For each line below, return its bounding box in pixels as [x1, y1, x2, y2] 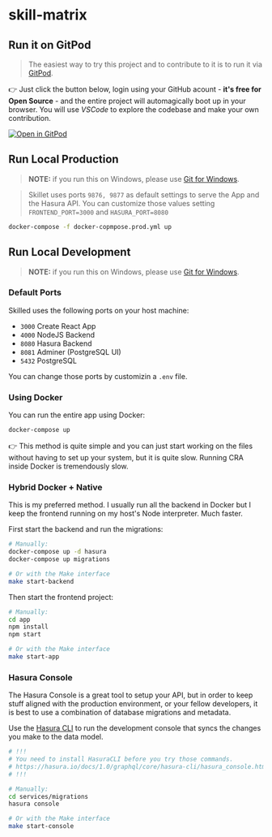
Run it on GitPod [8, 38, 91, 52]
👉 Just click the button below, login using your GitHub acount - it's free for [8, 84, 261, 94]
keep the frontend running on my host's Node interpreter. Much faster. [8, 509, 243, 519]
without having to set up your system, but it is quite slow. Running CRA [8, 452, 244, 462]
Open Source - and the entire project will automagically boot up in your [8, 96, 247, 106]
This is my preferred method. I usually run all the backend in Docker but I [8, 500, 252, 510]
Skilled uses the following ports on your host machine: [8, 305, 189, 315]
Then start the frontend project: [8, 592, 113, 602]
